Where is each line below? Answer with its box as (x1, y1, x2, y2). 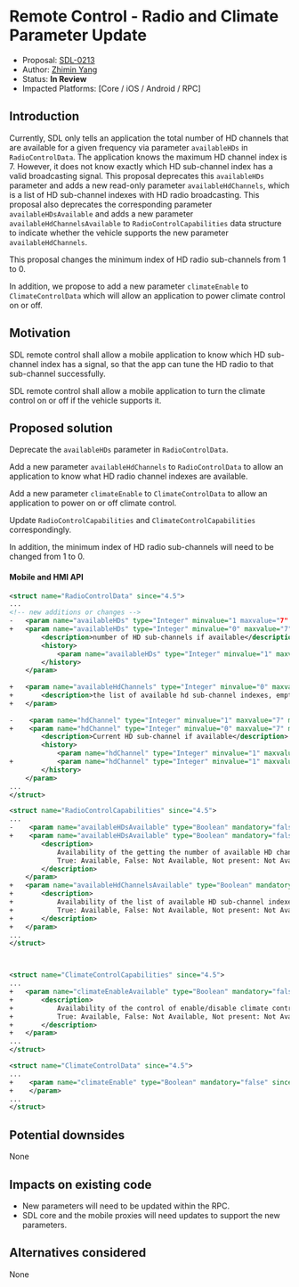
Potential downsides (9, 1127, 125, 1143)
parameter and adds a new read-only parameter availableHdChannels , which (9, 180, 290, 191)
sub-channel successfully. (9, 368, 107, 379)
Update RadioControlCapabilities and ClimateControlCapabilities (9, 515, 256, 526)
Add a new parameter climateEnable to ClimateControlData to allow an (9, 488, 268, 499)
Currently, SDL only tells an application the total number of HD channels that (9, 132, 289, 143)
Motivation (9, 325, 71, 340)
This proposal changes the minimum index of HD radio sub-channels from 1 (9, 254, 287, 265)
